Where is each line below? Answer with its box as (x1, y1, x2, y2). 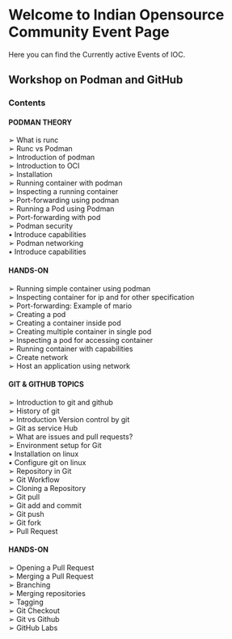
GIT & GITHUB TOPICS (8, 379, 85, 389)
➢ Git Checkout (8, 606, 61, 616)
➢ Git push (8, 509, 44, 518)
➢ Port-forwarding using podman (8, 196, 120, 205)
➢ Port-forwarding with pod (8, 213, 101, 222)
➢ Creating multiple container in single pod (8, 326, 152, 336)
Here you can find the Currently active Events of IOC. (8, 49, 186, 59)
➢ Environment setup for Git (8, 440, 103, 450)
